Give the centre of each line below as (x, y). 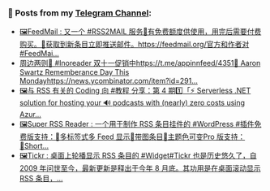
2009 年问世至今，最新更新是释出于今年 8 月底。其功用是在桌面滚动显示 (140, 168)
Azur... (30, 115)
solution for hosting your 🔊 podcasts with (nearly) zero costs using (132, 103)
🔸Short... (34, 146)
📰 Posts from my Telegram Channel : (79, 13)
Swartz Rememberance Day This (74, 72)
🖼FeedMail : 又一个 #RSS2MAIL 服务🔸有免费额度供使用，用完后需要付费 (140, 32)
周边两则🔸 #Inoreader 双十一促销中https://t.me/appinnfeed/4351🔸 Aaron (140, 63)
